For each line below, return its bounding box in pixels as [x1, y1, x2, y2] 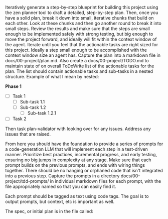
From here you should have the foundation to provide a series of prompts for [5, 141, 163, 147]
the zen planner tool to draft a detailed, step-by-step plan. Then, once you [5, 10, 158, 16]
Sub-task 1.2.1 [27, 110, 56, 116]
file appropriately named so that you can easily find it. [5, 183, 116, 190]
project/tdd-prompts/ [5, 178, 49, 184]
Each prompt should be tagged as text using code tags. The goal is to [5, 193, 149, 199]
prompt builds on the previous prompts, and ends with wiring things [5, 162, 145, 168]
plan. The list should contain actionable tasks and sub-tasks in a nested [5, 68, 153, 74]
